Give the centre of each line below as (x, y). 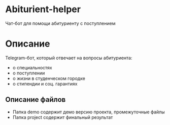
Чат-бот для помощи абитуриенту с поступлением (60, 23)
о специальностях (32, 67)
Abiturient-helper (43, 9)
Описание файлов (36, 100)
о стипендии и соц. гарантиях (45, 84)
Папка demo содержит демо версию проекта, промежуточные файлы (89, 112)
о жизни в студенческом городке (49, 78)
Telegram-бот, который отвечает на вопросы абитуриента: (69, 58)
